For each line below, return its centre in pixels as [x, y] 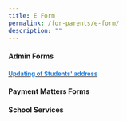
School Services [36, 110]
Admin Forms [31, 56]
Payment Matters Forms [49, 91]
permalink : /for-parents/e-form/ [64, 23]
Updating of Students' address [53, 73]
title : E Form [32, 16]
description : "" [35, 30]
